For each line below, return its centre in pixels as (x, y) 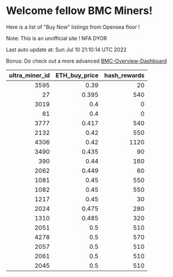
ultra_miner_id (30, 75)
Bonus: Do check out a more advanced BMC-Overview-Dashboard (86, 61)
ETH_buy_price (77, 75)
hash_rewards (124, 75)
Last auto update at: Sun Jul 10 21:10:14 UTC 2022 (66, 49)
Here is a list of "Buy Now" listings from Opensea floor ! (73, 27)
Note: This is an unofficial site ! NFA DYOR (56, 38)
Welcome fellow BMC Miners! (79, 11)
